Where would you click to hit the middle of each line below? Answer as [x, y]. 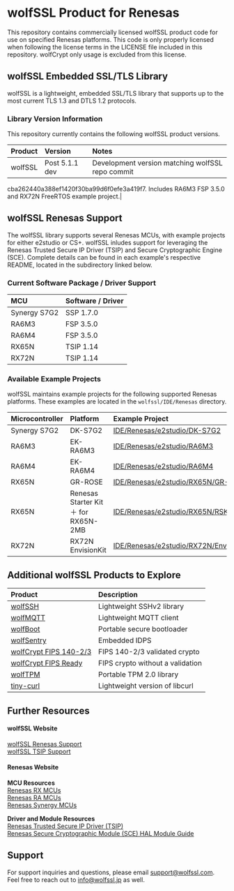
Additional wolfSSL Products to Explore [94, 575]
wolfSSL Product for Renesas [93, 13]
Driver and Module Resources [51, 819]
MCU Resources [31, 783]
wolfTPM [25, 675]
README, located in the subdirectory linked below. [80, 265]
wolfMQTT [28, 618]
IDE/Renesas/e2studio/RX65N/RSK [171, 512]
